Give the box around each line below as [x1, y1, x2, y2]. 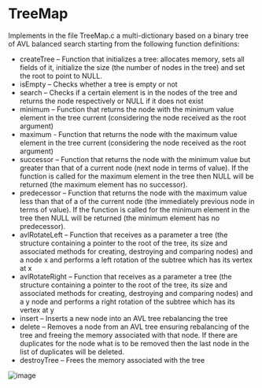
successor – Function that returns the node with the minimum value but [19, 154, 251, 164]
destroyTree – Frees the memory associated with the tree [19, 355, 205, 364]
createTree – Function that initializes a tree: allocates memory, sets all [19, 54, 245, 64]
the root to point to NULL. [19, 71, 102, 80]
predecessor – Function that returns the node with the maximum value [19, 188, 248, 198]
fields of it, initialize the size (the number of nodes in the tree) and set [19, 62, 245, 72]
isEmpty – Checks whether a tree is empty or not [19, 79, 179, 89]
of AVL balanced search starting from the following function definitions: [8, 39, 240, 48]
